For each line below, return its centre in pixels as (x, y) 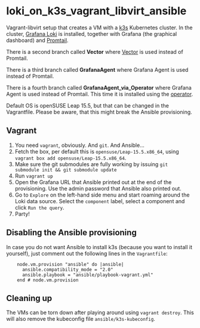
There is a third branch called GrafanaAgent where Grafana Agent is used (97, 69)
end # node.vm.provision (48, 280)
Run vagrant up (34, 176)
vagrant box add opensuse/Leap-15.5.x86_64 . (70, 158)
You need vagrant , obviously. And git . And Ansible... (80, 145)
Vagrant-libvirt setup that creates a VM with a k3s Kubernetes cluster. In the (99, 27)
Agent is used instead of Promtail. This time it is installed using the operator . (100, 94)
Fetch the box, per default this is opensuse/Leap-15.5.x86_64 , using (97, 151)
